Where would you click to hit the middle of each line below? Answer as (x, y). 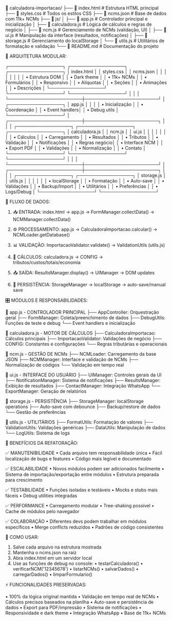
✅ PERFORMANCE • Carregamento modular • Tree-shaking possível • (80, 506)
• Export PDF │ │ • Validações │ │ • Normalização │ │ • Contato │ (76, 148)
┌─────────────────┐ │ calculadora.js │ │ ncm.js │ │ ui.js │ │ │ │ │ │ (86, 132)
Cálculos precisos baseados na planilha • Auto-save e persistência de (80, 602)
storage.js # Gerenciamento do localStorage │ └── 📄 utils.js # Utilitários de (85, 41)
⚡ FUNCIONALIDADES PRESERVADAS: (46, 585)
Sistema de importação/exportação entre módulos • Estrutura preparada (82, 474)
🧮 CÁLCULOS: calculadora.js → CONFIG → (58, 257)
